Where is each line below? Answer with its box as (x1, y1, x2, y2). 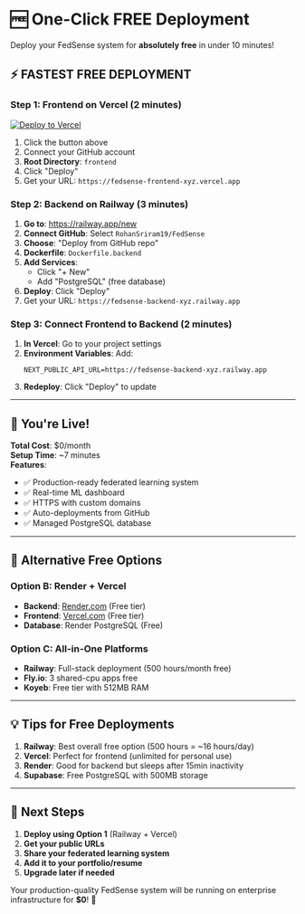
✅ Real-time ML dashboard (23, 487, 125, 498)
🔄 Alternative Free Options (10, 553, 162, 568)
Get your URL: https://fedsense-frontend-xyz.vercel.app (23, 175, 241, 186)
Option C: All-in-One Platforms (10, 643, 148, 655)
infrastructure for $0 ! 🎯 (10, 894, 97, 905)
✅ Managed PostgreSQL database (23, 518, 152, 528)
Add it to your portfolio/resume (23, 857, 143, 868)
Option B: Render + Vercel (10, 580, 127, 593)
